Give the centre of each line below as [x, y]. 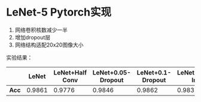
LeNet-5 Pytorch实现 [59, 12]
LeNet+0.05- [112, 72]
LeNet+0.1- [154, 72]
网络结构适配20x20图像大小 [49, 45]
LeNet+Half [70, 72]
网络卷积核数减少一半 [41, 30]
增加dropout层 [33, 37]
